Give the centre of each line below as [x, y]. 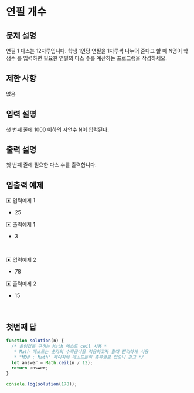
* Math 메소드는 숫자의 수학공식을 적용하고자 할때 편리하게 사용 [81, 352]
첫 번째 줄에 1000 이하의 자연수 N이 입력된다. [58, 129]
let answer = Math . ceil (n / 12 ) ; [52, 362]
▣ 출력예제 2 [21, 284]
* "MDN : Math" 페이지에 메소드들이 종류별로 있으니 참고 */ [79, 357]
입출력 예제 [25, 185]
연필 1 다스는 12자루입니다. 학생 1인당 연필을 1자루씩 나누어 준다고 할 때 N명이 [94, 51]
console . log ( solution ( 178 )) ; [42, 384]
